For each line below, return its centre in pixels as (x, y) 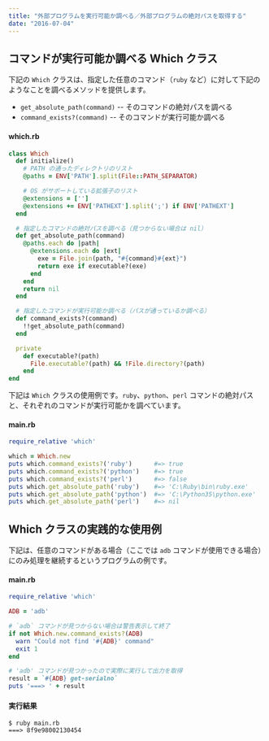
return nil (41, 289)
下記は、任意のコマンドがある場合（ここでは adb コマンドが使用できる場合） (135, 551)
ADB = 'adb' (28, 612)
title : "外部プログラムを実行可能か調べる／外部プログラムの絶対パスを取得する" (128, 16)
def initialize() (45, 161)
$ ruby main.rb (34, 724)
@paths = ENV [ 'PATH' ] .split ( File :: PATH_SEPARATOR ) (111, 177)
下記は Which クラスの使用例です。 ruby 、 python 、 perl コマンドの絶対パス (131, 395)
